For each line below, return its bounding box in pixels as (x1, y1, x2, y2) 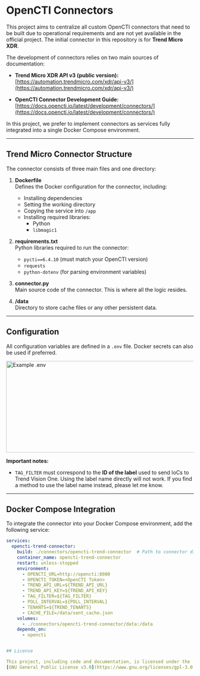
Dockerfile (14, 176, 42, 183)
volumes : (17, 615, 39, 621)
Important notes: (6, 457, 49, 465)
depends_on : (17, 627, 46, 633)
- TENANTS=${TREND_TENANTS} (21, 604, 92, 610)
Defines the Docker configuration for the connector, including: (14, 183, 168, 190)
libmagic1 (32, 227, 57, 233)
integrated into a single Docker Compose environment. (6, 126, 140, 133)
